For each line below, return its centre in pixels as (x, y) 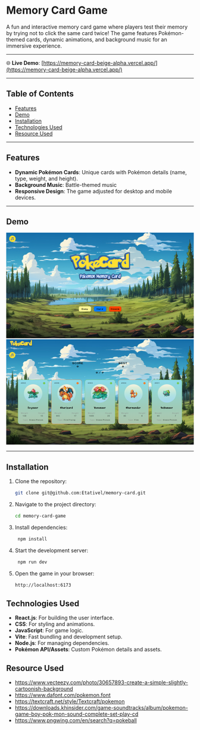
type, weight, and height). (46, 178)
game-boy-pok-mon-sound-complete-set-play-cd (76, 714)
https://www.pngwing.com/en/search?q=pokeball (76, 720)
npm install (32, 539)
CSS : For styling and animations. (55, 624)
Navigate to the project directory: (55, 505)
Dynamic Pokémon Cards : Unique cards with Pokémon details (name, (101, 172)
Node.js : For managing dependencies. (62, 643)
